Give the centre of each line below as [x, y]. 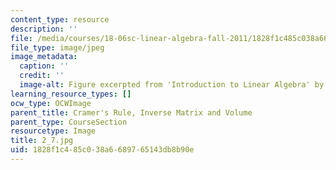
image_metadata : [44, 57]
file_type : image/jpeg [57, 47]
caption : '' [44, 66]
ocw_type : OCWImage [51, 103]
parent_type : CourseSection [69, 122]
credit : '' [42, 76]
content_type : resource [60, 19]
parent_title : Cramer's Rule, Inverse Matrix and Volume [131, 112]
